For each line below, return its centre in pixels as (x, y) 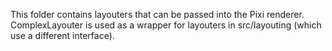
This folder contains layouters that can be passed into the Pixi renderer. (157, 14)
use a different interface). (62, 35)
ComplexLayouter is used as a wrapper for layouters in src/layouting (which (166, 25)
